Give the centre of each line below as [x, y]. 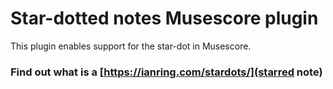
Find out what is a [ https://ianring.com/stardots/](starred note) [166, 72]
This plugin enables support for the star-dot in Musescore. [131, 46]
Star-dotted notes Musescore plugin [164, 18]
